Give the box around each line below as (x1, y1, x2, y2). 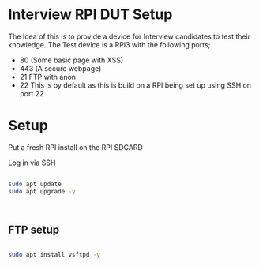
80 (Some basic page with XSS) (19, 55, 124, 65)
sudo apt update (8, 180, 62, 188)
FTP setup (8, 223, 60, 237)
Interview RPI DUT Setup (8, 6, 173, 24)
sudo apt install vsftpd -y (8, 251, 101, 259)
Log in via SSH (8, 158, 56, 167)
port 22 (19, 88, 44, 98)
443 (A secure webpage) (19, 63, 102, 73)
